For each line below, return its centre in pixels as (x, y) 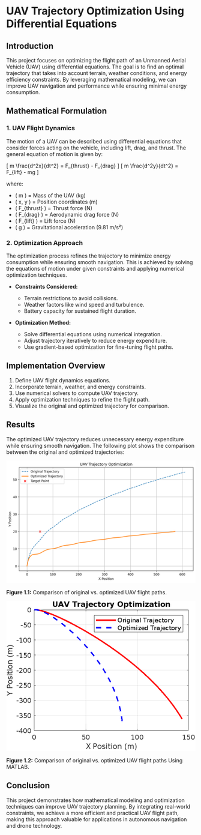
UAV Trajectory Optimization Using (95, 11)
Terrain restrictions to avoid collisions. (71, 298)
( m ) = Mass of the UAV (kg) (50, 195)
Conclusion (28, 785)
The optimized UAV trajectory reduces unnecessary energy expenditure (95, 439)
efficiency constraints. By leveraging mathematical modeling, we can (91, 80)
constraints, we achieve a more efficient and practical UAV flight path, (92, 813)
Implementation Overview (56, 366)
